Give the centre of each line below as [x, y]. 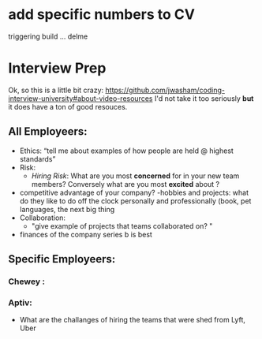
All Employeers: [48, 132]
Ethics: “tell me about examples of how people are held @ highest [127, 151]
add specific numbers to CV [102, 15]
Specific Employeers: [62, 259]
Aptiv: [21, 303]
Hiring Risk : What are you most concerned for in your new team [135, 176]
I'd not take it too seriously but [204, 98]
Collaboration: [42, 218]
